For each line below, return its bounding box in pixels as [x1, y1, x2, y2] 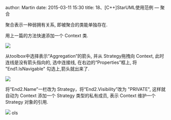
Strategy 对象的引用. [5, 99, 48, 105]
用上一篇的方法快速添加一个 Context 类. [5, 33, 88, 38]
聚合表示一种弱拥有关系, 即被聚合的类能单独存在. [5, 22, 108, 28]
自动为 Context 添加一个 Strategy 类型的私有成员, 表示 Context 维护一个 [5, 92, 156, 99]
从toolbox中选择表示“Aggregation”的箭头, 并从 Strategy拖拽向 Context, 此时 [5, 53, 164, 59]
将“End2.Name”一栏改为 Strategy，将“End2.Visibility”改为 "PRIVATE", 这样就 [5, 86, 166, 92]
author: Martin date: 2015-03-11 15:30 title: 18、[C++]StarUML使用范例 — [5, 5, 159, 10]
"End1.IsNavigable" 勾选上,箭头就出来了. [5, 66, 90, 71]
